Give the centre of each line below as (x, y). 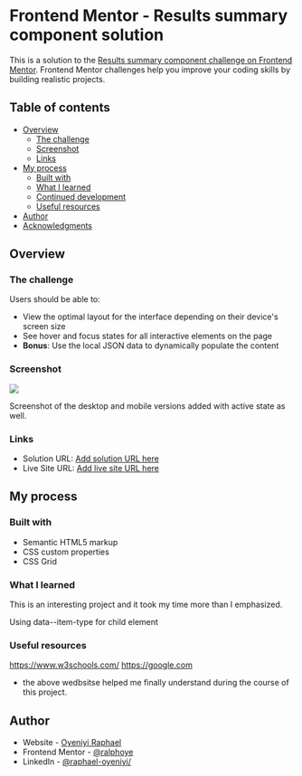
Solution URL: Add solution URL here (91, 459)
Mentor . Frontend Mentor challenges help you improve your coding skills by (150, 70)
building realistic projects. (57, 79)
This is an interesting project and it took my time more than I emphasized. (146, 605)
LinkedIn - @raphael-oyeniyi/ (77, 762)
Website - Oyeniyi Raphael (72, 743)
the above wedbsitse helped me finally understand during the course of (156, 683)
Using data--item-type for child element (84, 622)
